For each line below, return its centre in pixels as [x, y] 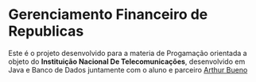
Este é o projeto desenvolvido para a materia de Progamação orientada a [128, 53]
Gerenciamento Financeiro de [108, 15]
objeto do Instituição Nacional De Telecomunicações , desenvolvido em [127, 61]
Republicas [46, 31]
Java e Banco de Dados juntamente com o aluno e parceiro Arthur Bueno [128, 69]
